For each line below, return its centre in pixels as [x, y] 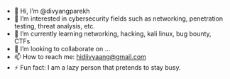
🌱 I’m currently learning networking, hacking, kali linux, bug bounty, [113, 33]
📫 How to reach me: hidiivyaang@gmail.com [80, 57]
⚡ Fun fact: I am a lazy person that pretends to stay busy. [97, 67]
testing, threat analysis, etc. [55, 26]
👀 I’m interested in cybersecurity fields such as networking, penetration [119, 19]
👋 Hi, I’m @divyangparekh [52, 11]
